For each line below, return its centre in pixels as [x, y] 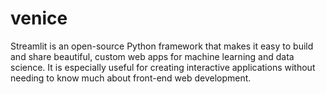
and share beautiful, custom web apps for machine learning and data [152, 56]
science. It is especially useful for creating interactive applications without [163, 67]
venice [39, 18]
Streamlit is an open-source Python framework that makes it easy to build [162, 46]
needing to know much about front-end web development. [131, 78]
